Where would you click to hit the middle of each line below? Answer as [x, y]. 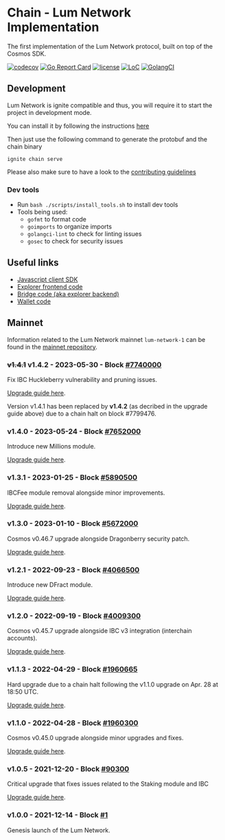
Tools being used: [42, 212]
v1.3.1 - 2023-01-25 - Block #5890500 [72, 477]
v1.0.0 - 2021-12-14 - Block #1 [58, 815]
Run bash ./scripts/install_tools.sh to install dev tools [97, 205]
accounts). [22, 638]
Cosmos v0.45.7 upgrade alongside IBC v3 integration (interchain [99, 631]
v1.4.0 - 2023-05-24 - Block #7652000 [74, 431]
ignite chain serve [35, 159]
